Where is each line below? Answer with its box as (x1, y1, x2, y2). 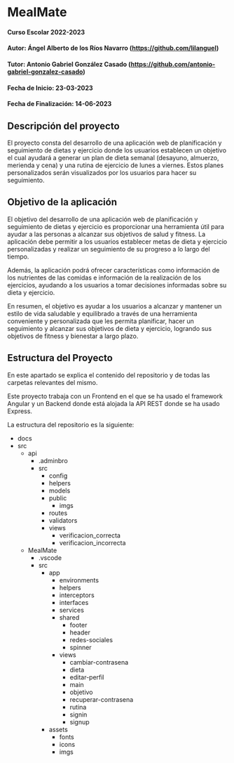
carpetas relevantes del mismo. (7, 378, 98, 386)
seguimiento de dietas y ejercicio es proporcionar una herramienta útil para (7, 222, 224, 230)
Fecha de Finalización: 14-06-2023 (7, 100, 112, 108)
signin (69, 710, 88, 719)
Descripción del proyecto (7, 120, 121, 132)
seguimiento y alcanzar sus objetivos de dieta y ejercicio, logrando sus (7, 324, 212, 332)
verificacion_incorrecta (59, 538, 126, 547)
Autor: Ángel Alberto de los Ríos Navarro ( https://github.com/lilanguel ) (7, 44, 219, 53)
